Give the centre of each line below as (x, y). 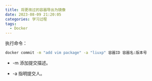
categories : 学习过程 (26, 19)
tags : (11, 24)
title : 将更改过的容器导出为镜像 (35, 10)
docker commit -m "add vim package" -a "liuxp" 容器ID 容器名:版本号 (76, 53)
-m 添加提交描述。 (31, 63)
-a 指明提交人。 (28, 73)
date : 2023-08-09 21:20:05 (33, 14)
